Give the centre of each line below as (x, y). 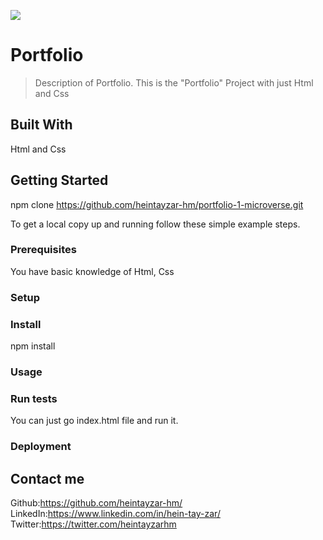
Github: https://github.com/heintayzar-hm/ (96, 503)
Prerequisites (43, 250)
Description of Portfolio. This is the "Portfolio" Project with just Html (174, 82)
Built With (41, 125)
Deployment (41, 447)
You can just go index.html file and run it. (94, 421)
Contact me (47, 478)
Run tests (34, 398)
